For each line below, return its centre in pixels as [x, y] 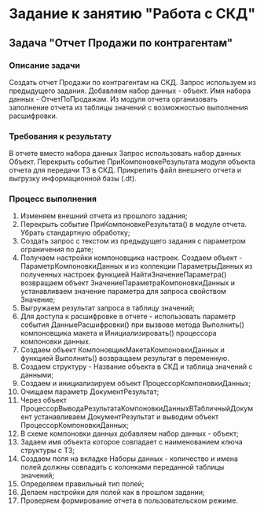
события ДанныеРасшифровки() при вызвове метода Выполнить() [132, 325]
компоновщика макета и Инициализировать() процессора [118, 333]
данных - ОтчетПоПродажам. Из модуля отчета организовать [114, 99]
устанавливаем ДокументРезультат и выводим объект [126, 417]
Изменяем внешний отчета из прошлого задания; [104, 216]
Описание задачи [45, 65]
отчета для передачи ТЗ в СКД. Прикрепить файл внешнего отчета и [125, 170]
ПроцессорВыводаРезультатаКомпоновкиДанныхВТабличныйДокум [137, 409]
